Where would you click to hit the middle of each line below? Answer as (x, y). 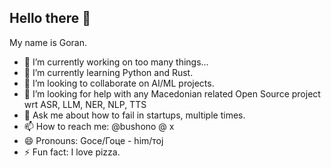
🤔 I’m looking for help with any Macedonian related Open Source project (172, 93)
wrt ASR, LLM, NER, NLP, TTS (85, 104)
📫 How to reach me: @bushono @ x (99, 126)
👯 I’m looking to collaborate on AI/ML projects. (119, 83)
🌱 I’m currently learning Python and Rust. (108, 72)
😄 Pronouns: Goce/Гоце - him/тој (93, 140)
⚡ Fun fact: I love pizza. (72, 152)
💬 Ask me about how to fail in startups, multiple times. (134, 115)
